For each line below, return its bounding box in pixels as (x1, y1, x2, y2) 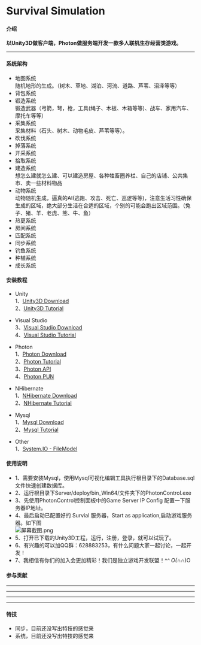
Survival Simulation (6, 4, 106, 18)
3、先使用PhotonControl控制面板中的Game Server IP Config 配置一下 (14, 497, 185, 504)
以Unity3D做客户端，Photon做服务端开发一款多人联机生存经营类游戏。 (6, 40, 182, 47)
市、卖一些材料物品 (14, 179, 63, 186)
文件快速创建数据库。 (14, 482, 68, 489)
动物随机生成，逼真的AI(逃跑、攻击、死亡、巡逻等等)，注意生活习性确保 (14, 194, 192, 201)
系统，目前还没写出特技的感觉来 (14, 632, 94, 640)
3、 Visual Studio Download (14, 323, 83, 331)
